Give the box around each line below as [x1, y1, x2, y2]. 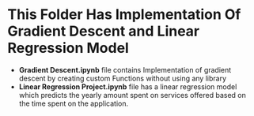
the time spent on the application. [18, 99, 129, 108]
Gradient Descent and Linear [7, 22, 200, 40]
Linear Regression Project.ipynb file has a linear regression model [18, 81, 237, 92]
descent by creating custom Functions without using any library [18, 73, 227, 83]
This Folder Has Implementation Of [7, 6, 241, 24]
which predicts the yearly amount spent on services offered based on [18, 90, 246, 99]
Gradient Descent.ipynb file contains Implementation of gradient [18, 65, 232, 74]
